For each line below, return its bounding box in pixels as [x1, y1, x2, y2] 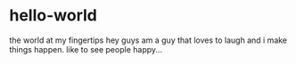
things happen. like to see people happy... [9, 44, 163, 54]
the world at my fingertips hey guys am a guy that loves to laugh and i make [9, 35, 288, 45]
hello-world [9, 5, 98, 26]
